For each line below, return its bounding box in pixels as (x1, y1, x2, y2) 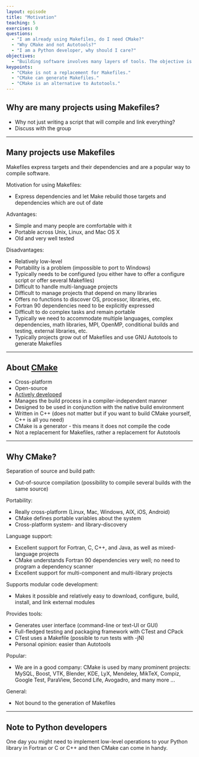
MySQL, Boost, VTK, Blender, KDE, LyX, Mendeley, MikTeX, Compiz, (14, 670, 181, 677)
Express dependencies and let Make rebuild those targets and (14, 193, 166, 200)
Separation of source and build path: (6, 467, 96, 475)
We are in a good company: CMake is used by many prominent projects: (14, 664, 191, 671)
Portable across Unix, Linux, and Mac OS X (14, 228, 120, 235)
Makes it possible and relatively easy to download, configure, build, (14, 592, 179, 599)
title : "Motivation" (6, 14, 57, 20)
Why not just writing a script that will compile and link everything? (14, 118, 176, 125)
